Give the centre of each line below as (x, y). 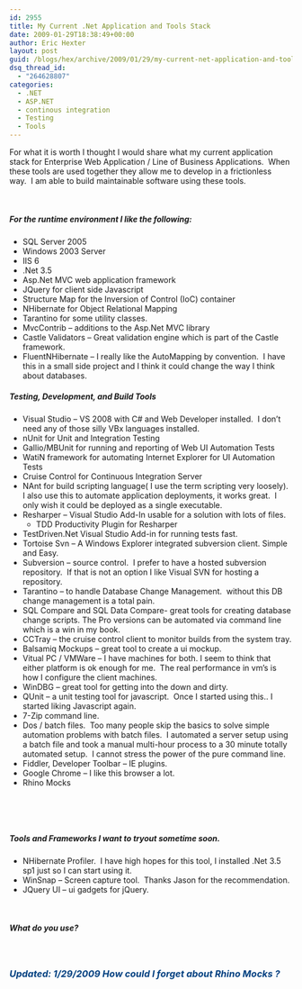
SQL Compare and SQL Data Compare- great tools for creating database (157, 610)
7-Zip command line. (61, 715)
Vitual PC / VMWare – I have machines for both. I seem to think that (147, 658)
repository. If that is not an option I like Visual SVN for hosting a (140, 572)
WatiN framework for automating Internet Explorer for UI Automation (149, 457)
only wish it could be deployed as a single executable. (122, 504)
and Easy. (40, 553)
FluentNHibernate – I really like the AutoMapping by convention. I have (154, 356)
